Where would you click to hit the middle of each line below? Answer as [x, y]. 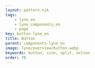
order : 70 [16, 58]
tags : [11, 15]
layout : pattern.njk [27, 10]
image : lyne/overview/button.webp [42, 48]
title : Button [20, 39]
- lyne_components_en [37, 24]
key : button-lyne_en [27, 34]
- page [21, 29]
